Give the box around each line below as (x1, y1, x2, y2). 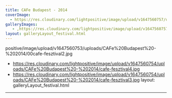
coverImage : (5, 12, 31, 17)
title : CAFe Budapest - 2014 (5, 7, 68, 13)
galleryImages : (5, 21, 38, 27)
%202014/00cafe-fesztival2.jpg (5, 51, 73, 57)
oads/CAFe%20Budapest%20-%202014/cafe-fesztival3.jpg (12, 77, 140, 83)
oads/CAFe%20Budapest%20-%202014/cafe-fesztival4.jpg (12, 66, 140, 72)
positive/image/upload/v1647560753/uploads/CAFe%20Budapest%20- (5, 45, 156, 51)
